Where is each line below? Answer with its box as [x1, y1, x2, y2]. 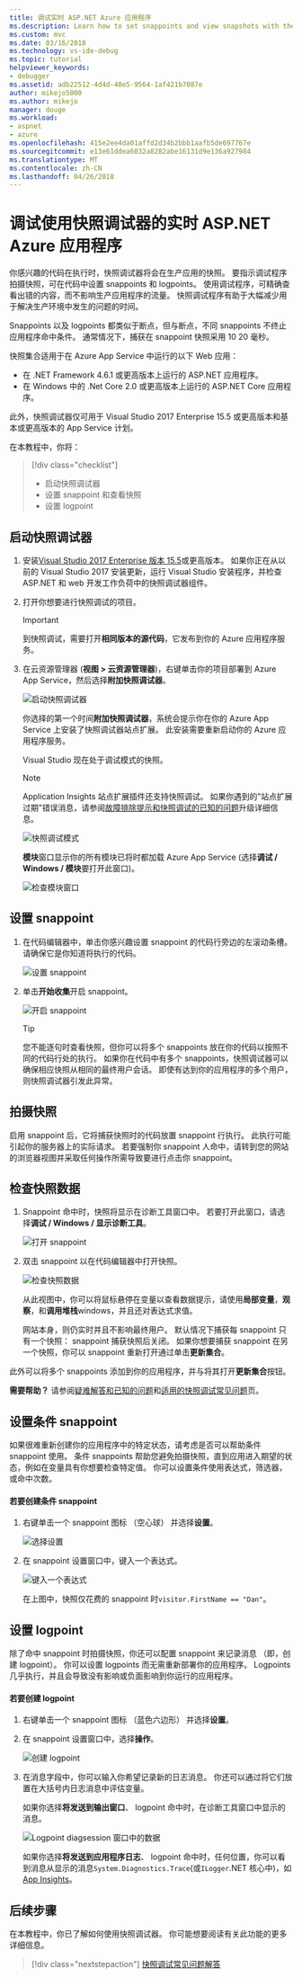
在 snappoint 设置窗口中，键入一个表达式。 [22, 1555, 182, 1566]
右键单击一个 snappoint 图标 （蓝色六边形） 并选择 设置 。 [22, 1715, 234, 1725]
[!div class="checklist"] [31, 459, 119, 470]
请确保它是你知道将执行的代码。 [22, 948, 141, 958]
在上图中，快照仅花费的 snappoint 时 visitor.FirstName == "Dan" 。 [22, 1593, 271, 1605]
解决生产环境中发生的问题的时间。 [16, 301, 144, 312]
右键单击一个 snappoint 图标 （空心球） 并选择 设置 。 [22, 1517, 218, 1528]
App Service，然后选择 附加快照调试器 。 [22, 675, 171, 685]
